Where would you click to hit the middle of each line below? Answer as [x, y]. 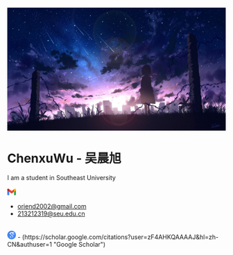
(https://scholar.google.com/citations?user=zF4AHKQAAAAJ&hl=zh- [120, 237]
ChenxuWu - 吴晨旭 [64, 158]
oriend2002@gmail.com [52, 206]
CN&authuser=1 [29, 245]
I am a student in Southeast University [62, 178]
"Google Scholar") [79, 245]
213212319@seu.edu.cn [51, 214]
